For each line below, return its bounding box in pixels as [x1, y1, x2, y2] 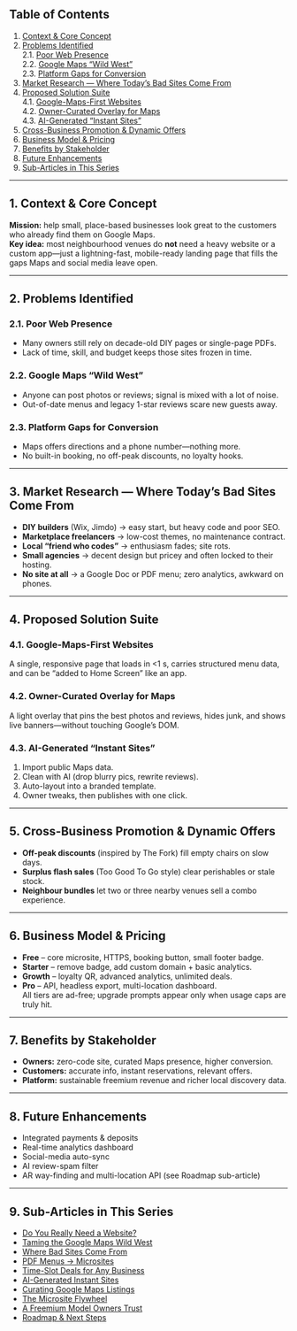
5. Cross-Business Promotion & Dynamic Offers [9, 824, 276, 839]
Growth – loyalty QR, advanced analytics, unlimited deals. [21, 971, 232, 981]
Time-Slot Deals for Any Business [21, 1266, 145, 1276]
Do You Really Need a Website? [21, 1227, 137, 1238]
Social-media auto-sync [21, 1151, 110, 1162]
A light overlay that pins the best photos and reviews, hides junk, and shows [9, 710, 286, 720]
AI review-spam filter [21, 1161, 99, 1172]
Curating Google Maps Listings [21, 1284, 135, 1295]
